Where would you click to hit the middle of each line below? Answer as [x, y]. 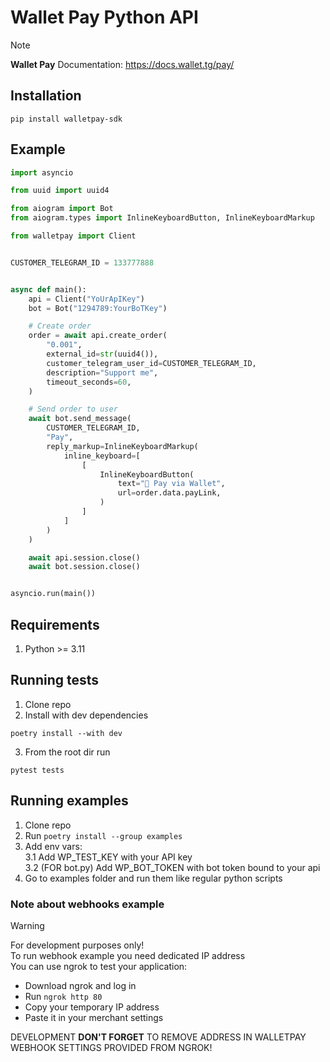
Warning [27, 925]
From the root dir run [67, 752]
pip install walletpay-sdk [66, 119]
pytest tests [37, 770]
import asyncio [42, 172]
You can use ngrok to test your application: [99, 966]
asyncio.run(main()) [53, 594]
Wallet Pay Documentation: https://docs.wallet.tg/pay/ [122, 64]
